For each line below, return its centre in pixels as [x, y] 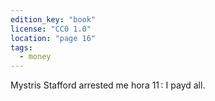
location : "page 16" [53, 38]
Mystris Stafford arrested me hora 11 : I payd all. [108, 85]
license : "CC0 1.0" [51, 29]
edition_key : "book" [53, 19]
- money [35, 57]
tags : [21, 47]
